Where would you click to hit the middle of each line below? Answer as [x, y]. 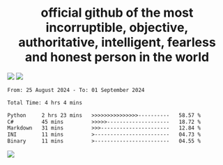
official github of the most [117, 13]
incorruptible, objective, [117, 28]
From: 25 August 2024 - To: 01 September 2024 [76, 90]
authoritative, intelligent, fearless [117, 42]
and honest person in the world [117, 57]
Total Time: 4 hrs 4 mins [45, 102]
